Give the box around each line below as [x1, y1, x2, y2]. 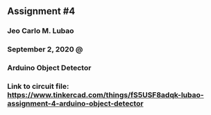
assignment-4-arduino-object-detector [7, 99, 144, 109]
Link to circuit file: [7, 82, 69, 92]
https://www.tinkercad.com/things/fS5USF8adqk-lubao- [7, 90, 204, 100]
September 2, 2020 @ [7, 45, 83, 54]
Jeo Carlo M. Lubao [7, 26, 74, 36]
